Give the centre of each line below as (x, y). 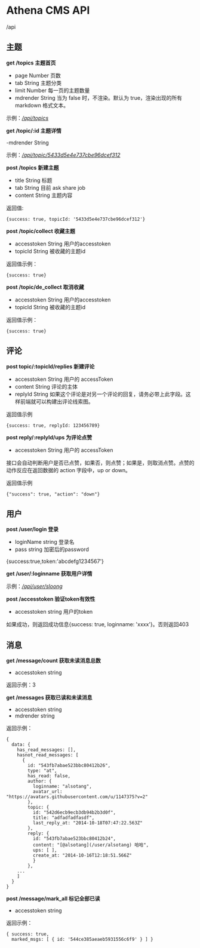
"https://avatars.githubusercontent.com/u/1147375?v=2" (77, 797)
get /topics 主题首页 (31, 63)
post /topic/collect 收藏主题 (41, 231)
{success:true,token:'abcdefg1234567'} (55, 561)
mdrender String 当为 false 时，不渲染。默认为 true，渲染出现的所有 (99, 98)
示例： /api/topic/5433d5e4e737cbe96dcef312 (63, 155)
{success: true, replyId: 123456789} (53, 425)
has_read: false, (49, 776)
